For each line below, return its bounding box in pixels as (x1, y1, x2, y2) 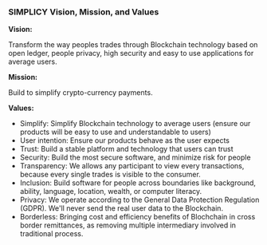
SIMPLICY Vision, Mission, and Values (8, 6, 159, 18)
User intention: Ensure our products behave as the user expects (19, 136, 230, 145)
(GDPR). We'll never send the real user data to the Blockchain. (19, 204, 224, 213)
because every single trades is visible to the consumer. (19, 170, 201, 180)
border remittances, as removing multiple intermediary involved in (19, 220, 237, 230)
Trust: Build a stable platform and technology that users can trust (19, 144, 234, 154)
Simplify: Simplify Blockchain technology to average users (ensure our (19, 119, 251, 128)
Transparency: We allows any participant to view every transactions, (19, 161, 245, 171)
